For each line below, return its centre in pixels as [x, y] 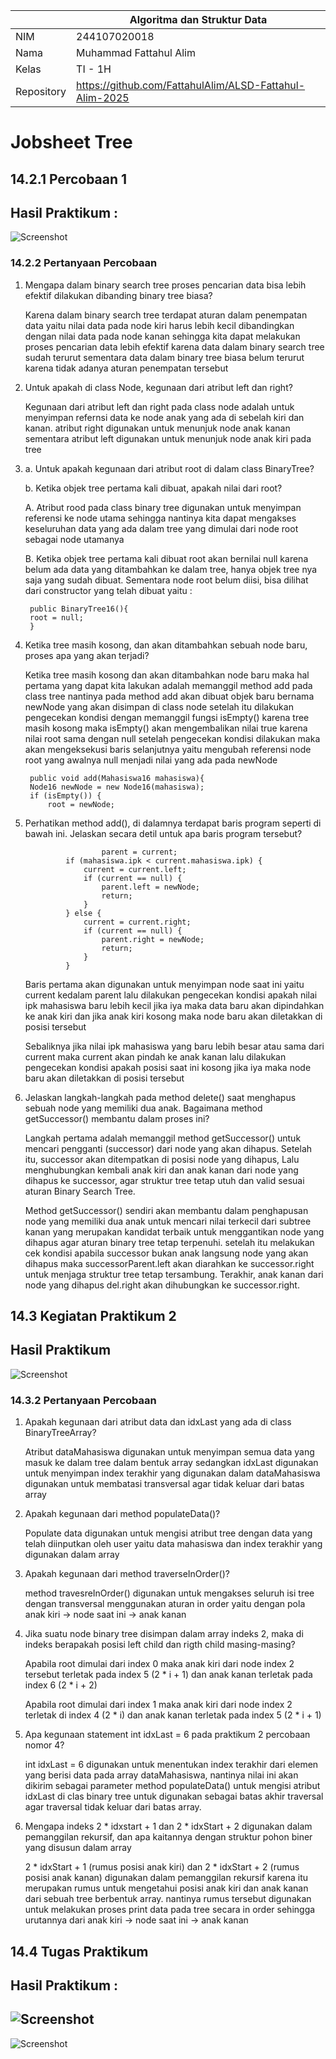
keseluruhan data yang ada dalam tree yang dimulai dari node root [161, 528]
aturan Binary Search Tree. [80, 1191]
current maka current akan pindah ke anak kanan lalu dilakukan [155, 1056]
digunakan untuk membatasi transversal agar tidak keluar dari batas [164, 1484]
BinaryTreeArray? [60, 1433]
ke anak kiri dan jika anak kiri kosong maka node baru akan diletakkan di [173, 1016]
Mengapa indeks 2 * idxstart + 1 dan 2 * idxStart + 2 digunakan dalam [168, 1826]
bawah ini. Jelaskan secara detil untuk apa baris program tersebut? [163, 833]
